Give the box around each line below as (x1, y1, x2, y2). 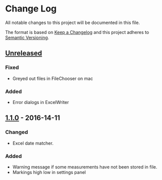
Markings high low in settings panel (12, 169, 86, 175)
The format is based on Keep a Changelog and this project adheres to (5, 29, 149, 35)
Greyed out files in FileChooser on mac (12, 75, 93, 81)
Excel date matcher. (12, 140, 54, 146)
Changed (5, 128, 29, 135)
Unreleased (5, 49, 43, 57)
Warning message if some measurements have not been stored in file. (12, 163, 157, 170)
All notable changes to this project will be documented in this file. (5, 19, 140, 25)
